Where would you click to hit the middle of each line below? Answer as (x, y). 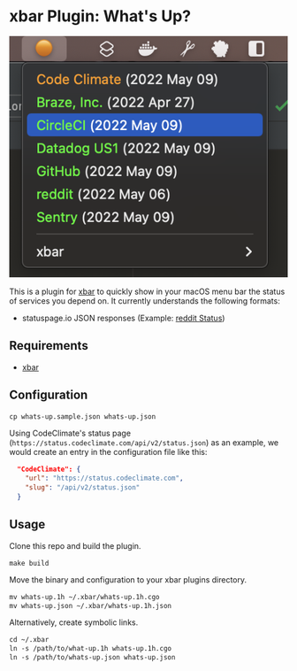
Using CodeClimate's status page (70, 433)
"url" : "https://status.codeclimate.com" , (104, 478)
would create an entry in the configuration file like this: (108, 451)
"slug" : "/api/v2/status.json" (83, 488)
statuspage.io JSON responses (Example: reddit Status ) (123, 318)
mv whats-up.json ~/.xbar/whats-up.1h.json (91, 605)
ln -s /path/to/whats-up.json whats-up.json (92, 657)
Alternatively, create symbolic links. (74, 622)
